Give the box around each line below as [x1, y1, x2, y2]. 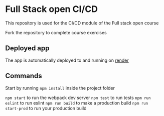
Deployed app [5, 44, 50, 53]
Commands [5, 72, 43, 80]
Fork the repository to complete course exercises [5, 29, 107, 35]
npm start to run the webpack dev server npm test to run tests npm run [5, 95, 151, 101]
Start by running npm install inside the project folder [5, 85, 115, 91]
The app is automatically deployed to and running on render [5, 57, 129, 63]
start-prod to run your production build [5, 105, 87, 111]
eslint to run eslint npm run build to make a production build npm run [5, 100, 148, 106]
